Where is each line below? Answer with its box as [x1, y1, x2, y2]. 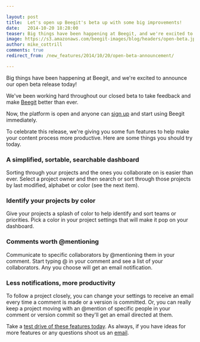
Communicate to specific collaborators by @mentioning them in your [6, 251, 175, 258]
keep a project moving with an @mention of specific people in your [6, 304, 171, 312]
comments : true [6, 47, 44, 54]
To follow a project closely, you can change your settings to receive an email [6, 292, 194, 299]
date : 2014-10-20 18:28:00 [6, 25, 79, 31]
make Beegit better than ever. [6, 98, 79, 105]
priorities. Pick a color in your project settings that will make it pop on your [6, 216, 189, 223]
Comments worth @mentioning [6, 238, 99, 246]
